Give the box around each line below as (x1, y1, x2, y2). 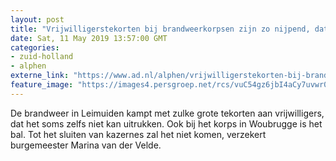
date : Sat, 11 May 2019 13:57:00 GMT (10, 33, 168, 43)
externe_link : (10, 71, 70, 81)
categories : (10, 42, 60, 53)
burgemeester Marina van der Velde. (10, 139, 162, 151)
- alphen (10, 61, 47, 71)
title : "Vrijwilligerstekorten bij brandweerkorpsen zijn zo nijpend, (10, 24, 311, 34)
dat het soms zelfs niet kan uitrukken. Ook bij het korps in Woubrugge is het (10, 117, 323, 130)
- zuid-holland (10, 52, 74, 62)
